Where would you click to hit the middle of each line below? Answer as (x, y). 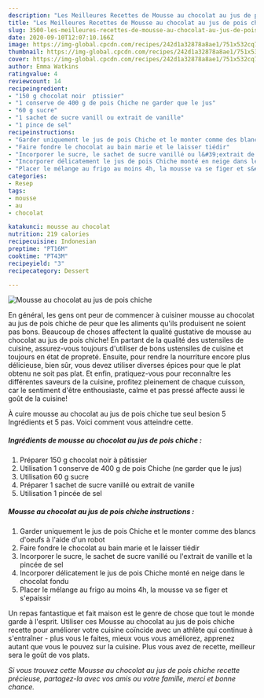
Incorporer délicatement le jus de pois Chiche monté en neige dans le (132, 573)
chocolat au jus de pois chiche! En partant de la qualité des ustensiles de (126, 340)
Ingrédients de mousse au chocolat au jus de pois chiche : (105, 440)
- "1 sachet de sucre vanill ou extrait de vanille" (96, 118)
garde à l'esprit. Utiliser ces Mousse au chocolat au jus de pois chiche (121, 622)
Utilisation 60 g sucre (54, 477)
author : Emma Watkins (44, 67)
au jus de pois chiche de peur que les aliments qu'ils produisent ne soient (127, 324)
